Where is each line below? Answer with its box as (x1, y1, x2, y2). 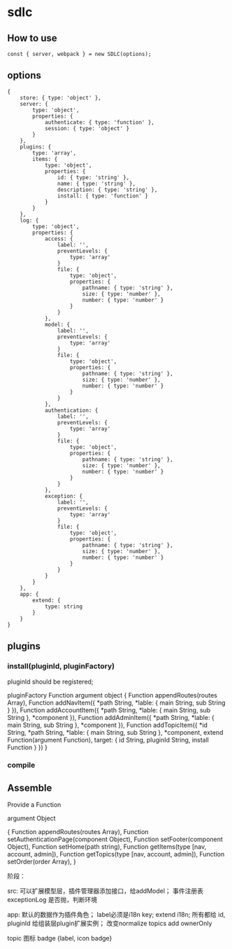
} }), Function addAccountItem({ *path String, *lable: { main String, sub (7, 705, 211, 714)
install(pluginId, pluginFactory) (7, 661, 115, 671)
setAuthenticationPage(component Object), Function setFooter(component (7, 835, 224, 844)
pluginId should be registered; (7, 677, 94, 686)
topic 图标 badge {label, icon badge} (7, 934, 113, 943)
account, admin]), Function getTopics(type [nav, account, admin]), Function (7, 850, 225, 859)
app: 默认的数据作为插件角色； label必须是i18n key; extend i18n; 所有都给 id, (7, 910, 226, 919)
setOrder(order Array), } (7, 857, 77, 866)
